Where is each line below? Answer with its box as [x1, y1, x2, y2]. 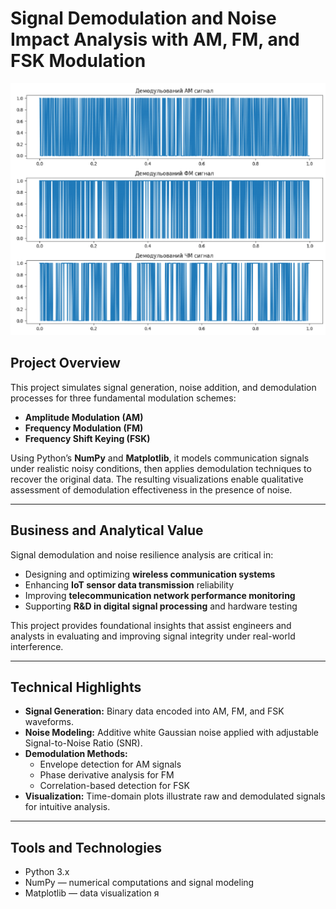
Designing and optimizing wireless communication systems [24, 568, 276, 580]
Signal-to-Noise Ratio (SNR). [24, 737, 143, 749]
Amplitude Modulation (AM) [24, 411, 144, 423]
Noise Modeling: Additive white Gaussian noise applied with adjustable [24, 727, 320, 739]
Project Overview [10, 355, 121, 372]
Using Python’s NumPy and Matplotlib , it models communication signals [10, 452, 310, 464]
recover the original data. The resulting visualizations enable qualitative [10, 473, 304, 485]
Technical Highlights [10, 679, 142, 696]
